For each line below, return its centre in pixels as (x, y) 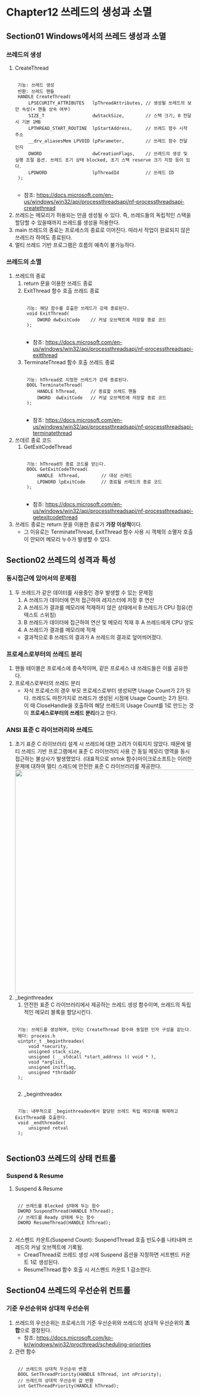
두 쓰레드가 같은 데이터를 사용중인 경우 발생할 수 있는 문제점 (84, 592)
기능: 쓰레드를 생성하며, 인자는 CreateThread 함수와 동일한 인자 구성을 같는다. (105, 1030)
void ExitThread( (48, 314)
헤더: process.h (36, 1036)
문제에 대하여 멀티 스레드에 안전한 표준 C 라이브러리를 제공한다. (88, 766)
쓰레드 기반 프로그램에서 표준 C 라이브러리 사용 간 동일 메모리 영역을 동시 (106, 751)
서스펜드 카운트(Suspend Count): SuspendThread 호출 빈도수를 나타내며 (100, 1240)
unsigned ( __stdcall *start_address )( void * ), (92, 1057)
